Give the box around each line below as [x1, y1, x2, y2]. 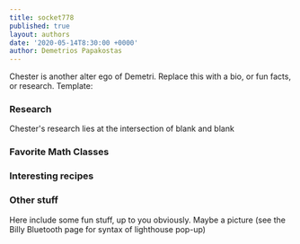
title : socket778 [9, 13, 75, 22]
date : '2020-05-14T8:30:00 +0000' [9, 38, 139, 48]
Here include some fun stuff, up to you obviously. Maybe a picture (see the [9, 214, 286, 225]
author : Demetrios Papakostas [9, 47, 123, 56]
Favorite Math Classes [9, 145, 110, 158]
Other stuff [9, 194, 58, 206]
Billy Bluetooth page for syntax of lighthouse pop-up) [9, 223, 207, 234]
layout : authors [9, 30, 70, 39]
